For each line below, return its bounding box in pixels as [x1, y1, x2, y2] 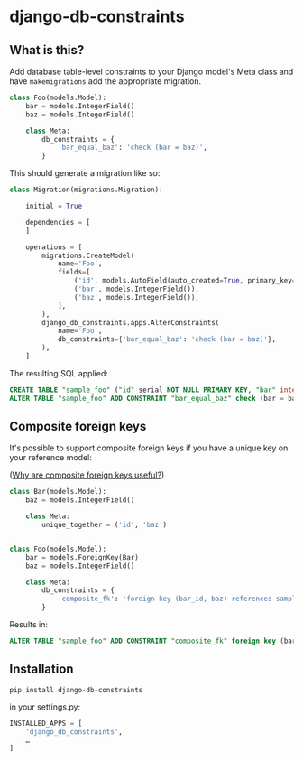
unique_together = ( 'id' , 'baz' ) [41, 521, 168, 530]
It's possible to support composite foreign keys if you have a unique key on [9, 442, 289, 453]
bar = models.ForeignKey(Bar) [25, 552, 140, 561]
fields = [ [57, 268, 91, 277]
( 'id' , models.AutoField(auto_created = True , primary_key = [73, 276, 297, 285]
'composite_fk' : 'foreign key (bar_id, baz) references [57, 594, 272, 604]
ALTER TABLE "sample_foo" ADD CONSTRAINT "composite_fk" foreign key [9, 636, 277, 646]
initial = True [25, 201, 83, 210]
